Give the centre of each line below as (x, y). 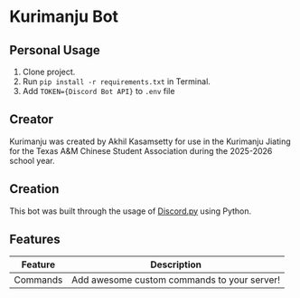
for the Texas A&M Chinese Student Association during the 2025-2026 (141, 150)
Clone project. (49, 72)
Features (35, 240)
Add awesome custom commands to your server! (176, 280)
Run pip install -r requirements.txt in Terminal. (116, 82)
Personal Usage (55, 50)
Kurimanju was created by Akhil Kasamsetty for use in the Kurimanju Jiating (150, 141)
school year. (32, 160)
